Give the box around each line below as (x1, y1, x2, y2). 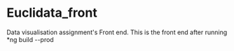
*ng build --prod (6, 35, 54, 43)
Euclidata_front (6, 5, 97, 21)
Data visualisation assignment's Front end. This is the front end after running (6, 28, 228, 36)
